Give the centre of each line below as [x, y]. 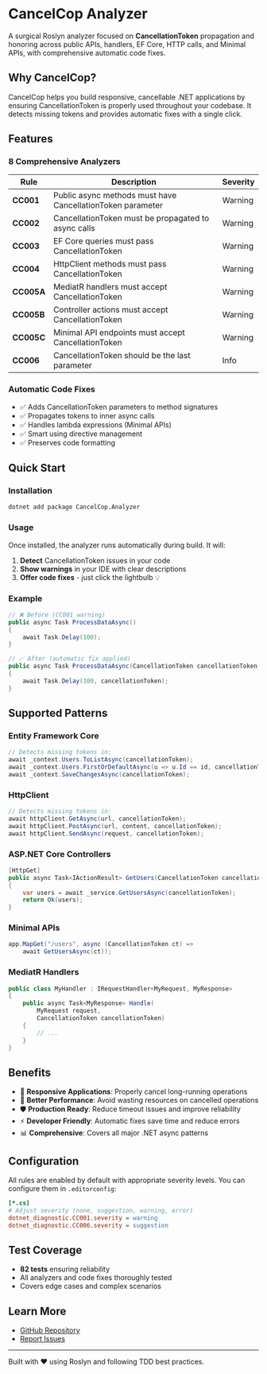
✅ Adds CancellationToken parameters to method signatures [119, 407]
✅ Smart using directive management [81, 434]
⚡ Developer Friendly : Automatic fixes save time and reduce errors [130, 1121]
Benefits [30, 1072]
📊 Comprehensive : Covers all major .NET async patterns [114, 1133]
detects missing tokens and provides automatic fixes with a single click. [125, 114]
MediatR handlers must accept [110, 287]
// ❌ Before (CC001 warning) [57, 615]
